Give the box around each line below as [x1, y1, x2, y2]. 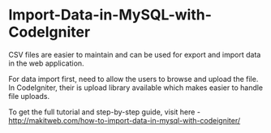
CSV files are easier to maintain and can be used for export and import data [8, 49, 261, 59]
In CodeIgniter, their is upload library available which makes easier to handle [8, 83, 264, 92]
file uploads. [8, 91, 50, 101]
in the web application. [8, 58, 84, 68]
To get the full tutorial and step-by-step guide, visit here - [8, 107, 201, 117]
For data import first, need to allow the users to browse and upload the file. [8, 74, 259, 84]
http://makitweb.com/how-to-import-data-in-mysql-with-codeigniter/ [8, 115, 241, 125]
